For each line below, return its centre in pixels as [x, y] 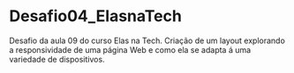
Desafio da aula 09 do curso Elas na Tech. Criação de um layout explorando [147, 40]
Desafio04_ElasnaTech [96, 16]
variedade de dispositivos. [57, 59]
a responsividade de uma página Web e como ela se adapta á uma [130, 49]
